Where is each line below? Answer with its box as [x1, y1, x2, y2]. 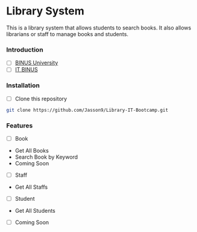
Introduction [6, 45, 43, 53]
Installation [6, 81, 40, 90]
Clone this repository [14, 95, 67, 102]
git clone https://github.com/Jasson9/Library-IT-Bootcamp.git [6, 107, 169, 113]
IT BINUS [14, 66, 38, 73]
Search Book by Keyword [14, 153, 78, 160]
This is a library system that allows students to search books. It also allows [6, 24, 192, 31]
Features [6, 121, 33, 130]
